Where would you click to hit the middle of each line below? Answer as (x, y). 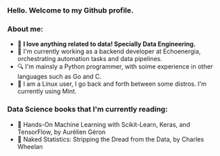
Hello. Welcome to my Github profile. (70, 10)
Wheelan (30, 146)
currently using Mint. (47, 92)
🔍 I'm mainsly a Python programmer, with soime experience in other (115, 67)
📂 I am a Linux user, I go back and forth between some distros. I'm (112, 84)
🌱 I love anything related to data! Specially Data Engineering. (107, 44)
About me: (25, 28)
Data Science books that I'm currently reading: (87, 110)
